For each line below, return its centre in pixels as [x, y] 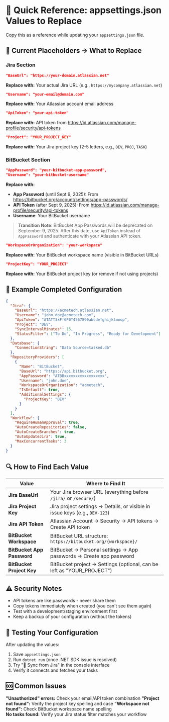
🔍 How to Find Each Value [47, 467]
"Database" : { [25, 343]
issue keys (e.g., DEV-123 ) [80, 513]
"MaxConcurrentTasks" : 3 [41, 441]
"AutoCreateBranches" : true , [45, 432]
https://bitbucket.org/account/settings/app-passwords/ [70, 200]
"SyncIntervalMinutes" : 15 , [44, 329]
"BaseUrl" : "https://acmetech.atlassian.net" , [64, 310]
